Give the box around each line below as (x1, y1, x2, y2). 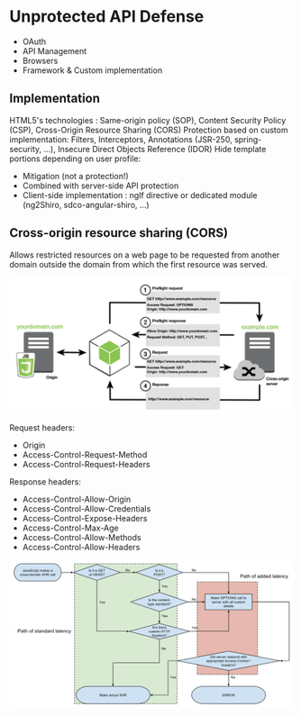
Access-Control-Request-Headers (22, 458, 150, 469)
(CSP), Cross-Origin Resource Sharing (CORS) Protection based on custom (9, 124, 288, 135)
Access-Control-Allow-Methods (22, 531, 141, 542)
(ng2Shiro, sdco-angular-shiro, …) (22, 199, 150, 210)
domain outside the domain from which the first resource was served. (9, 258, 269, 269)
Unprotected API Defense (9, 6, 205, 27)
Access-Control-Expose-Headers (22, 512, 148, 523)
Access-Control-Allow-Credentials (22, 503, 151, 514)
